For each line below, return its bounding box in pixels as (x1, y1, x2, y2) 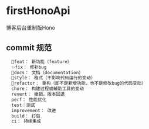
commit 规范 (6, 43, 52, 53)
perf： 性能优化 (11, 96, 47, 103)
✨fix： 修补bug (11, 64, 47, 70)
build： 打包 (11, 113, 40, 119)
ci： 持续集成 (11, 118, 42, 124)
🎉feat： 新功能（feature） (11, 58, 72, 65)
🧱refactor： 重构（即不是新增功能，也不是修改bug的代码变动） (11, 81, 146, 86)
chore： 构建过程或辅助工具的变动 (11, 86, 84, 92)
